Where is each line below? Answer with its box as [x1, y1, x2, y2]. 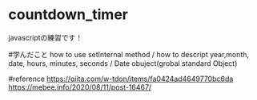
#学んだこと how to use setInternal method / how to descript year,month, [8, 49, 250, 59]
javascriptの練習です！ [8, 33, 83, 42]
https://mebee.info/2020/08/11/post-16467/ [8, 82, 152, 92]
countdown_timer [8, 6, 128, 24]
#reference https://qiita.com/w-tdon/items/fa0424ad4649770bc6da [8, 74, 234, 83]
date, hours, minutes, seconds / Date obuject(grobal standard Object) [8, 58, 238, 68]
